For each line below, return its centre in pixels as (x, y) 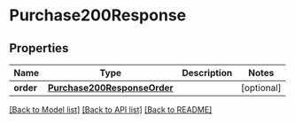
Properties (39, 48)
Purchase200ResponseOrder (111, 88)
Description (207, 73)
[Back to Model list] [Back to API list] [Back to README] (111, 110)
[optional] (261, 88)
